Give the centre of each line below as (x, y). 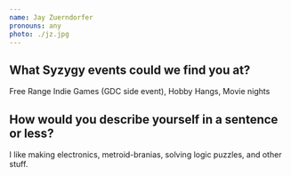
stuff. (19, 164)
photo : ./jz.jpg (39, 34)
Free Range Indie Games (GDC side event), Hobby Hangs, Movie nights (140, 92)
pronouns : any (36, 26)
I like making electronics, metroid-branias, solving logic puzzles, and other (145, 155)
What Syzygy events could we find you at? (130, 70)
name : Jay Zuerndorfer (51, 17)
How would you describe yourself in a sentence (144, 120)
